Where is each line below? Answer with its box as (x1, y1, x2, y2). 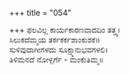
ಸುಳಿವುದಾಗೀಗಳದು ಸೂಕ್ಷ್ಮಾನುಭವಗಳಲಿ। (9, 44, 109, 55)
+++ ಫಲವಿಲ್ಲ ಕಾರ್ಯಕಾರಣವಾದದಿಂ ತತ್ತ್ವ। (9, 25, 121, 34)
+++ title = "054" (9, 8, 72, 18)
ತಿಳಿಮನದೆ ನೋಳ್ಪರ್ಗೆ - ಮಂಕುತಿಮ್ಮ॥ (9, 55, 104, 64)
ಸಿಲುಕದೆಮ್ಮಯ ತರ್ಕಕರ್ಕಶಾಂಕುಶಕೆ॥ (9, 34, 101, 45)
